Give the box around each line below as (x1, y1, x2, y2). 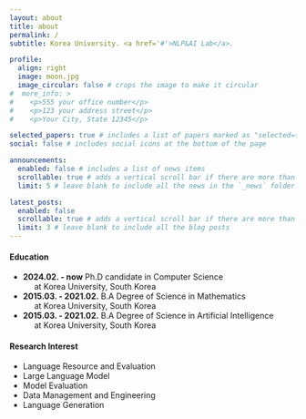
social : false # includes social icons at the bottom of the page (9, 139, 267, 148)
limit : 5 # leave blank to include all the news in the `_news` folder (17, 181, 296, 190)
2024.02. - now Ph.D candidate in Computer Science (22, 271, 224, 282)
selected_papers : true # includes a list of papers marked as (9, 131, 250, 140)
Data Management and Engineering (22, 390, 157, 401)
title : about (9, 22, 59, 31)
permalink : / (9, 30, 59, 39)
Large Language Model (22, 371, 110, 382)
